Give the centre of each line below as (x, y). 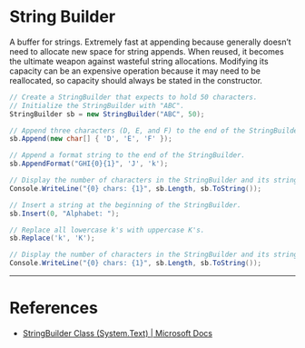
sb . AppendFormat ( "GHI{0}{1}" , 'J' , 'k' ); (89, 164)
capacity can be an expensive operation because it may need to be (135, 71)
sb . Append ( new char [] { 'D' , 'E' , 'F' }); (91, 139)
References (54, 308)
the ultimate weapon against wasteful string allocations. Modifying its (139, 61)
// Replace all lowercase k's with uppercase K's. (107, 230)
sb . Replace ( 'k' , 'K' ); (52, 238)
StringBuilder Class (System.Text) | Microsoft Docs (118, 333)
